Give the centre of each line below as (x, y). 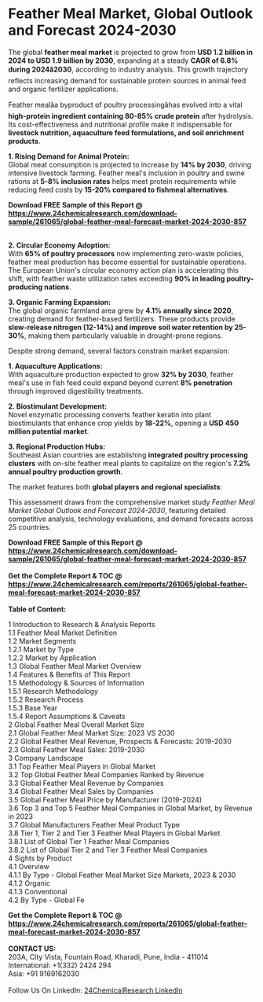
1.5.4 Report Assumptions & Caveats (67, 716)
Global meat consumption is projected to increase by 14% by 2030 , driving (130, 164)
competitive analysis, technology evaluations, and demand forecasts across (131, 519)
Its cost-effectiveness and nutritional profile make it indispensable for (121, 124)
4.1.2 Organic (29, 883)
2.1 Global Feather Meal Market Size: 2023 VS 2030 (91, 732)
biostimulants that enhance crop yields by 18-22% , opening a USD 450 (124, 423)
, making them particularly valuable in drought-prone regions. (123, 336)
